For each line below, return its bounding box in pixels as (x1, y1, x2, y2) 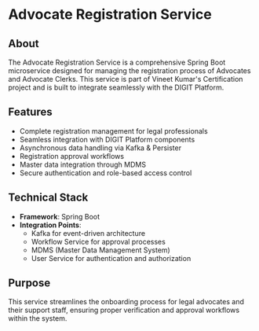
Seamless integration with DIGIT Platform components (19, 134, 195, 144)
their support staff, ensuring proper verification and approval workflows (8, 305, 240, 315)
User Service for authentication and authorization (31, 253, 192, 263)
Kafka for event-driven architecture (31, 228, 146, 237)
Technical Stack (8, 191, 89, 204)
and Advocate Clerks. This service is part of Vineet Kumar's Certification (8, 75, 243, 83)
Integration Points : (19, 220, 82, 230)
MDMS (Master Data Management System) (31, 245, 170, 255)
